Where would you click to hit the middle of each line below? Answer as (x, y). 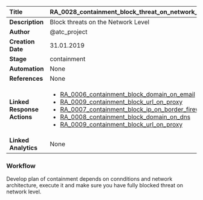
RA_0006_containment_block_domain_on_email (127, 94)
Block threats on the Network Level (100, 22)
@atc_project (69, 32)
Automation (27, 69)
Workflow (21, 166)
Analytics (24, 148)
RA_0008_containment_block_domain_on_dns (125, 117)
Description (27, 22)
